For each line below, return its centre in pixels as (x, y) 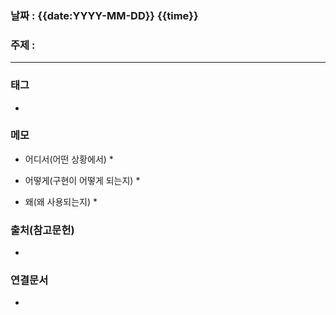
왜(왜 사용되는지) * (61, 201)
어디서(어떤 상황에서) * (69, 159)
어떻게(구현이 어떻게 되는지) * (82, 180)
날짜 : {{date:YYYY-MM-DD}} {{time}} (104, 15)
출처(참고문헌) (42, 230)
